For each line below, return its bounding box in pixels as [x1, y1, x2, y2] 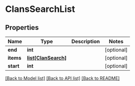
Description [71, 38, 100, 45]
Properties [5, 23, 39, 32]
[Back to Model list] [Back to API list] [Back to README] [5, 76, 120, 81]
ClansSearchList [5, 3, 75, 15]
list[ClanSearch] [26, 55, 66, 61]
